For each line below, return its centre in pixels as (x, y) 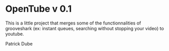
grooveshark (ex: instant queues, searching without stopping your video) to (85, 28)
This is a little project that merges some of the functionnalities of (73, 23)
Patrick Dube (19, 43)
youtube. (15, 34)
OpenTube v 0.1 (38, 9)
